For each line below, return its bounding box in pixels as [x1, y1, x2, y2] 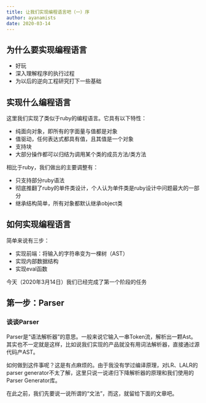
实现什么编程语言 [6, 97, 71, 107]
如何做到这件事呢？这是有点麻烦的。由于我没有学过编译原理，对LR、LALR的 [6, 361, 198, 369]
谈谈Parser [6, 318, 39, 326]
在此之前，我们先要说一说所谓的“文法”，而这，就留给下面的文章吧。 [6, 390, 178, 397]
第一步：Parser [6, 298, 64, 309]
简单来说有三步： [6, 237, 50, 244]
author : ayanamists [6, 15, 56, 21]
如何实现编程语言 [6, 219, 71, 230]
